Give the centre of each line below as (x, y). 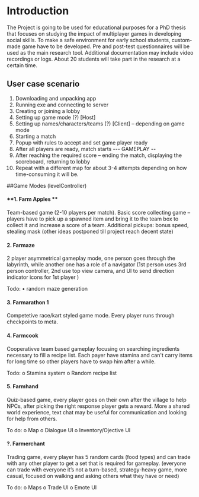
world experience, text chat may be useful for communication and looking (97, 412)
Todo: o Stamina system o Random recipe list (62, 373)
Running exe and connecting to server (62, 105)
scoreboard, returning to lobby (53, 161)
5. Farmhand (23, 386)
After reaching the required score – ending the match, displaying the (99, 155)
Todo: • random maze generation (47, 289)
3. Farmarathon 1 (28, 302)
